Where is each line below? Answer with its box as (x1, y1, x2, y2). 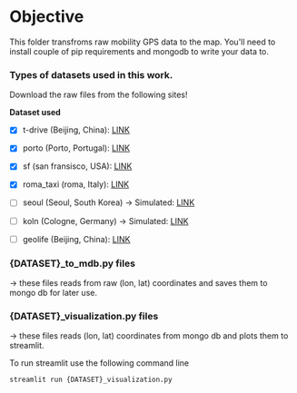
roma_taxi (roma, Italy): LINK (22, 179, 130, 190)
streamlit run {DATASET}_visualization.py (9, 375, 173, 385)
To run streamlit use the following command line (9, 358, 189, 368)
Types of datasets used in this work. (9, 68, 173, 81)
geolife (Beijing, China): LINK (22, 233, 131, 244)
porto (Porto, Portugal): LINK (22, 142, 130, 153)
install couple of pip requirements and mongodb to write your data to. (9, 45, 270, 56)
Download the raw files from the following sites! (9, 89, 188, 101)
